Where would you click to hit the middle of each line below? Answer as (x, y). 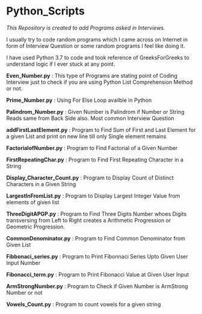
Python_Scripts (46, 11)
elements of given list (33, 202)
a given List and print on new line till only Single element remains (86, 136)
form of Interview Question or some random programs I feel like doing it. (96, 46)
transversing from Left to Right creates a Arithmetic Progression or (89, 220)
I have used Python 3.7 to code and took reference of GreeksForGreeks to (98, 57)
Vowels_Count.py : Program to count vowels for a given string (84, 304)
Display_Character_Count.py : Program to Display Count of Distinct (90, 177)
